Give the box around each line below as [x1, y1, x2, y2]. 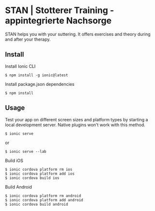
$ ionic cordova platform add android [5, 197, 83, 202]
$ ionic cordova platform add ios [5, 171, 75, 176]
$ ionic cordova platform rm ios [5, 167, 73, 172]
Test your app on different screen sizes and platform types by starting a [5, 116, 148, 122]
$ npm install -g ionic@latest [5, 73, 68, 78]
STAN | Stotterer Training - [5, 5, 114, 16]
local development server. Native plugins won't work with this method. [5, 122, 145, 128]
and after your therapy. [5, 36, 51, 42]
